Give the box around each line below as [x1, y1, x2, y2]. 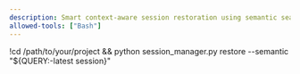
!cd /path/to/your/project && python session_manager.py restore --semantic [9, 45, 289, 56]
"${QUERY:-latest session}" [9, 55, 112, 66]
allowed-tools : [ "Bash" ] [9, 21, 102, 30]
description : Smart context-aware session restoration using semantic [9, 12, 278, 22]
